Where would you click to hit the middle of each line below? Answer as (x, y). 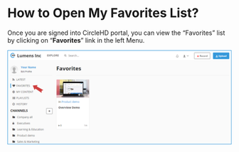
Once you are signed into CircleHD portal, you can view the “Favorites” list (116, 33)
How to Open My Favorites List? (103, 13)
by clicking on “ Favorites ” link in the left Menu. (76, 40)
